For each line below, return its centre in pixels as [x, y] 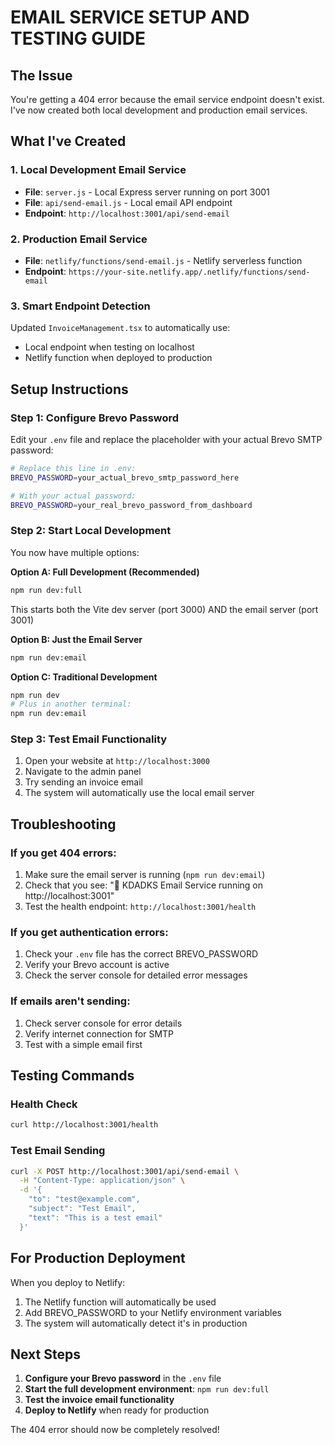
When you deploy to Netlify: [68, 1282]
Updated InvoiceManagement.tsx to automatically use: [120, 328]
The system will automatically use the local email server [139, 793]
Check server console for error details [103, 1023]
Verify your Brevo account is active [97, 965]
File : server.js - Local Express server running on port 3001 [147, 192]
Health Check [44, 1104]
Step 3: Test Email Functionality [89, 739]
